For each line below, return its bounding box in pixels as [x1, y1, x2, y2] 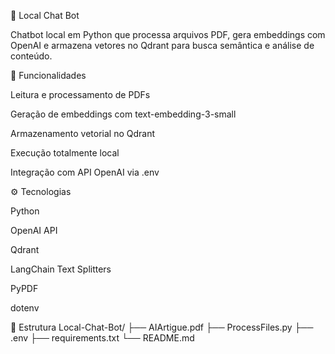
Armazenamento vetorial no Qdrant [10, 128, 156, 139]
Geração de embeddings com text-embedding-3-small [10, 108, 237, 120]
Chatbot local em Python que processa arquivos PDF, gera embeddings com [10, 29, 326, 40]
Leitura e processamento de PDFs [10, 89, 151, 100]
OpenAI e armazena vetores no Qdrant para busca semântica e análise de [10, 40, 315, 51]
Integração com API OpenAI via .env [10, 166, 160, 178]
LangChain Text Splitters [10, 263, 112, 275]
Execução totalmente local [10, 147, 120, 159]
